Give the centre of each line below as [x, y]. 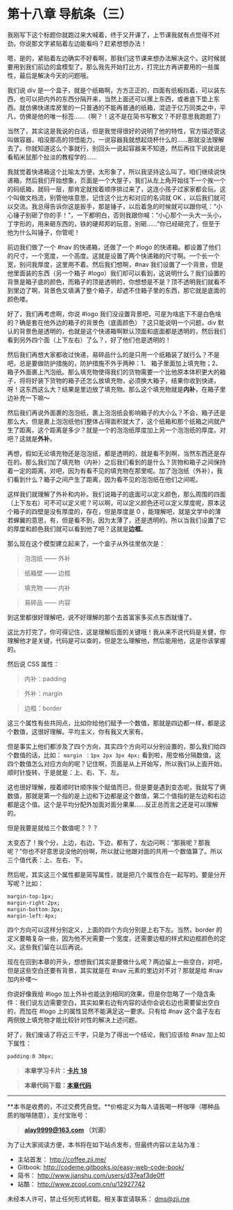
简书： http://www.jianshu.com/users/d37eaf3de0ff [91, 1175]
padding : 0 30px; [31, 1057]
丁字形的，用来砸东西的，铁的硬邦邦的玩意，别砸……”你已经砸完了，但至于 [114, 223]
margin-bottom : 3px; [35, 909]
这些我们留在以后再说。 [53, 947]
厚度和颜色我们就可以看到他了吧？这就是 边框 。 [80, 528]
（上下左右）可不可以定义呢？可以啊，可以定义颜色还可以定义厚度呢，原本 [113, 503]
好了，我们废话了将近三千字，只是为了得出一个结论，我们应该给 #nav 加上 [113, 1035]
